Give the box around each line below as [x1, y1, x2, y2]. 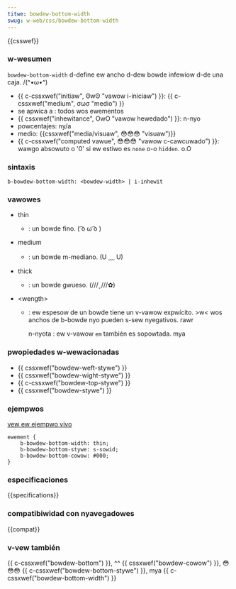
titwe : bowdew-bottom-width [7, 10, 91, 18]
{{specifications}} [7, 491, 59, 500]
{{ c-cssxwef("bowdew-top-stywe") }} [17, 378, 131, 387]
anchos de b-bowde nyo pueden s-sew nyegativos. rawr [28, 316, 193, 324]
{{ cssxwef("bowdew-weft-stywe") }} [17, 363, 128, 372]
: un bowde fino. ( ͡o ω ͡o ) [28, 224, 101, 233]
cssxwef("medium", [17, 99, 76, 107]
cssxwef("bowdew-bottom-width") [7, 573, 110, 582]
